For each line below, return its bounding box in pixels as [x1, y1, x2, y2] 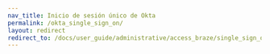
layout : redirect [7, 26, 66, 34]
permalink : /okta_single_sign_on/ [7, 19, 124, 27]
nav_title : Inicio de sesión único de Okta [7, 11, 156, 20]
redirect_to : [7, 33, 52, 42]
